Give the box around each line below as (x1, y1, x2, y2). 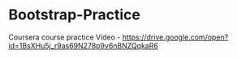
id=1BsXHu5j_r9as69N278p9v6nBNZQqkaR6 (8, 40, 158, 50)
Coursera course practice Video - (8, 32, 121, 42)
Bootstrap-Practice (8, 6, 140, 24)
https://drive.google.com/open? (122, 32, 229, 42)
